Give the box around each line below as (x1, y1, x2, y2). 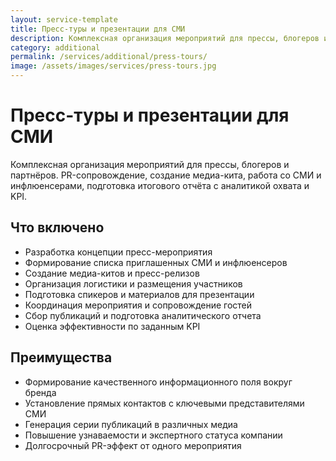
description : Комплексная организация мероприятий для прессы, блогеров (10, 33, 320, 43)
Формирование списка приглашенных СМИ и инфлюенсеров (24, 256, 288, 268)
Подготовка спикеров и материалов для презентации (24, 288, 255, 300)
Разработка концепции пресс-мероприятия (24, 246, 213, 258)
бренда (24, 386, 57, 398)
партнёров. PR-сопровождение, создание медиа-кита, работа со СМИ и (10, 169, 322, 181)
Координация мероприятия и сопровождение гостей (24, 299, 253, 311)
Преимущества (10, 349, 113, 366)
